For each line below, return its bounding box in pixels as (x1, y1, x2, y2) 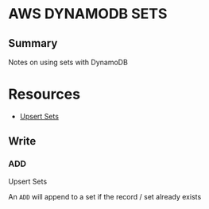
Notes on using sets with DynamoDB (8, 57, 129, 67)
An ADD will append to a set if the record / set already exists (8, 192, 202, 201)
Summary (8, 37, 58, 50)
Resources (8, 85, 81, 103)
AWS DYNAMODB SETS (8, 5, 168, 23)
